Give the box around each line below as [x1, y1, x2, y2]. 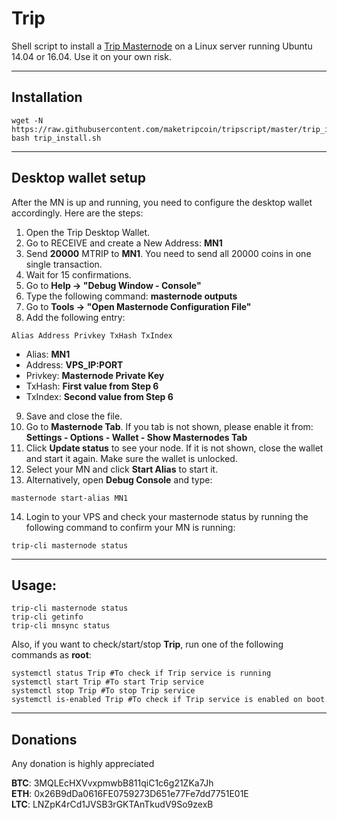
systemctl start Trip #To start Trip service [11, 677, 204, 687]
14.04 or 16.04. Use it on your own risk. [11, 50, 172, 62]
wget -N [11, 115, 44, 126]
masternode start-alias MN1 [11, 493, 129, 503]
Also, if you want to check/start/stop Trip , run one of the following [11, 638, 284, 651]
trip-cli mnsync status [11, 621, 111, 631]
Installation [11, 89, 83, 106]
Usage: [11, 577, 58, 594]
